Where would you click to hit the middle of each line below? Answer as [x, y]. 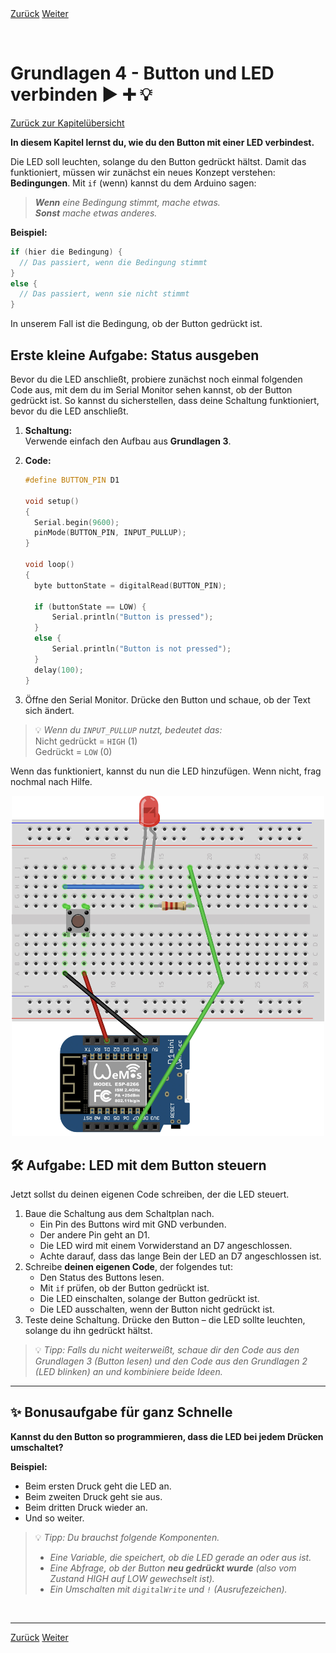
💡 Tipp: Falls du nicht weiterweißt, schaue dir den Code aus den [167, 1349]
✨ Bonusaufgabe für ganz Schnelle [121, 1412]
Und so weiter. [54, 1518]
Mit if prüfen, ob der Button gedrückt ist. [124, 1288]
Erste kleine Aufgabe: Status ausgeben [135, 355]
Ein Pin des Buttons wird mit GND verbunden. [133, 1224]
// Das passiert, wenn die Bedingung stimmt [113, 262]
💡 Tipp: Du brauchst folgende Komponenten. [127, 1537]
